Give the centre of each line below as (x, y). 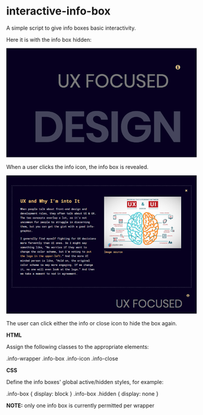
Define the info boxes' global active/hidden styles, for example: (85, 382)
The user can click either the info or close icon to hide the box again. (92, 323)
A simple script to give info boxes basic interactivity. (71, 28)
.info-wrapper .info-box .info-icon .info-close (62, 358)
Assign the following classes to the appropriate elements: (78, 347)
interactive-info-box (58, 11)
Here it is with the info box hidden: (49, 39)
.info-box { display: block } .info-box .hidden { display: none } (82, 393)
